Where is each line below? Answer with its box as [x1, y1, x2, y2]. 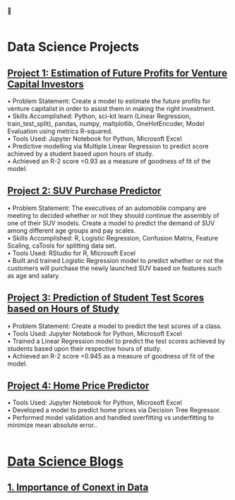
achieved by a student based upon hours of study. [7, 149, 154, 158]
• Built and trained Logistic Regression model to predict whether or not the [7, 256, 224, 264]
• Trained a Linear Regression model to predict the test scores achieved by [7, 337, 226, 345]
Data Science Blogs [7, 453, 123, 470]
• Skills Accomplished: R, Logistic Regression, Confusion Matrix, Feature [7, 233, 219, 242]
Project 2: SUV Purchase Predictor [7, 185, 162, 197]
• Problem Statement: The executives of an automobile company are [7, 204, 207, 212]
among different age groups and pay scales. [7, 226, 136, 235]
